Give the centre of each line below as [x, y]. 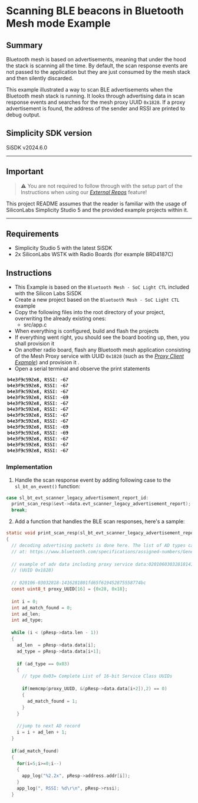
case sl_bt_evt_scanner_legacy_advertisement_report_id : [77, 498]
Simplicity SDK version [49, 133]
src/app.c [35, 325]
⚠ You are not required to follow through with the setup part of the [101, 186]
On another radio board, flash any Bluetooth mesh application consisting [103, 350]
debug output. [23, 115]
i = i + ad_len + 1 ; [42, 732]
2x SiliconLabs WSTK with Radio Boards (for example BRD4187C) [94, 254]
